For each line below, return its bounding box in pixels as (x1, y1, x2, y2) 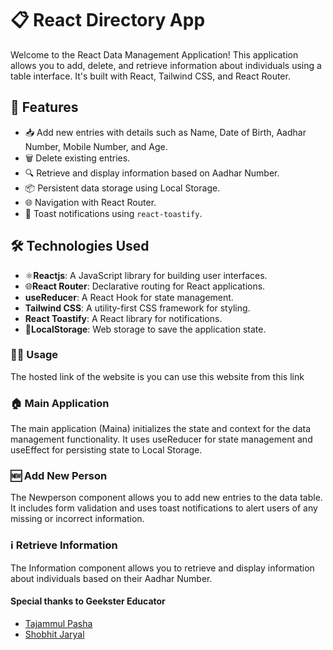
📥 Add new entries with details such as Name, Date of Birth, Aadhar (24, 126, 307, 138)
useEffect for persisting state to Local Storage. (10, 444, 203, 456)
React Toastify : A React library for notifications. (24, 312, 223, 324)
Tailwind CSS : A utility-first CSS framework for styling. (24, 302, 251, 314)
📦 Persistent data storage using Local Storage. (24, 182, 221, 194)
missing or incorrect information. (10, 513, 145, 525)
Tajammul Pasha (24, 617, 93, 629)
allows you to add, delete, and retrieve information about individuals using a (10, 59, 322, 71)
